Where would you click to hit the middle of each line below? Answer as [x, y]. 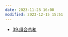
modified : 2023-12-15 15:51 [34, 14]
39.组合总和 [24, 29]
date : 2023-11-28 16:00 [30, 10]
